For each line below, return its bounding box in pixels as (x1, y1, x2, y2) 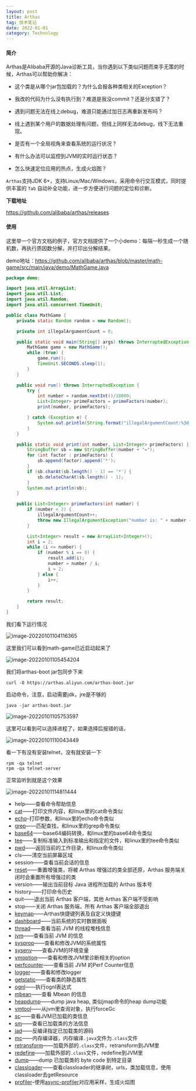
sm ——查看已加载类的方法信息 (14, 1020, 89, 1027)
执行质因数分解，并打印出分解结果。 (26, 244, 114, 252)
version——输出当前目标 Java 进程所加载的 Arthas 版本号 (14, 881, 153, 888)
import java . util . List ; (6, 291, 64, 297)
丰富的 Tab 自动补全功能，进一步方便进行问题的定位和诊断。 (10, 185, 155, 192)
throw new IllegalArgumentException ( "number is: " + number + (37, 517, 192, 523)
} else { (37, 572, 59, 577)
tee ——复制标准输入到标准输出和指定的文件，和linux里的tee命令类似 (14, 837, 180, 844)
